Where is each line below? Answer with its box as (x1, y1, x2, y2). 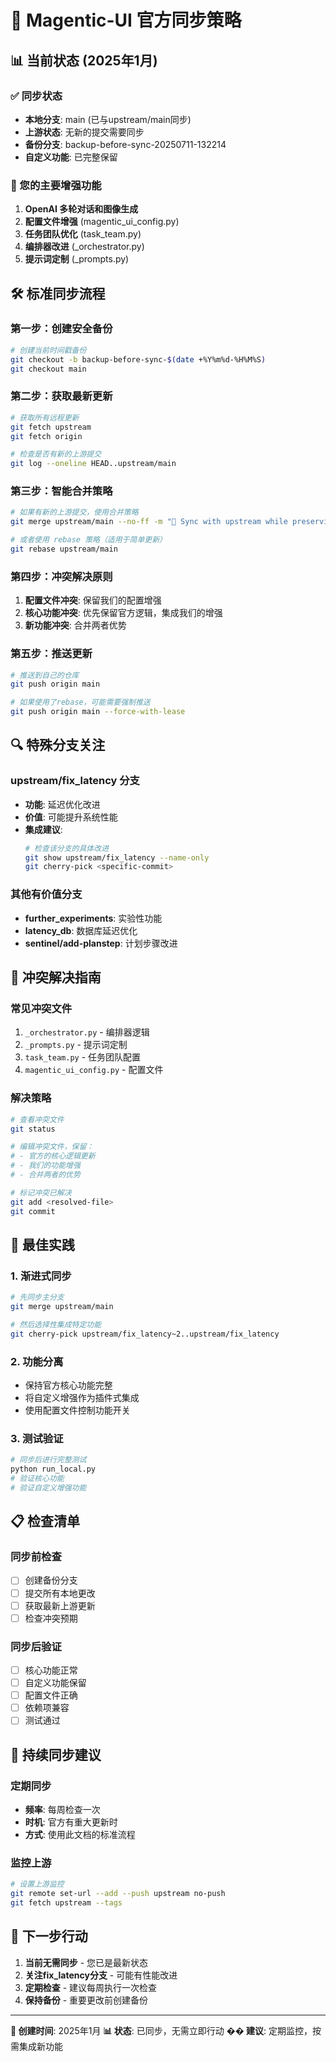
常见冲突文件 (10, 1001, 73, 1015)
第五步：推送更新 (10, 647, 93, 661)
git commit (10, 1206, 56, 1216)
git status (10, 1124, 56, 1134)
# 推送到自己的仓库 (10, 670, 80, 680)
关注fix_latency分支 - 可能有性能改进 (24, 1969, 178, 1981)
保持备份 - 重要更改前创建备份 (24, 1994, 149, 2006)
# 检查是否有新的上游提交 (10, 449, 102, 460)
